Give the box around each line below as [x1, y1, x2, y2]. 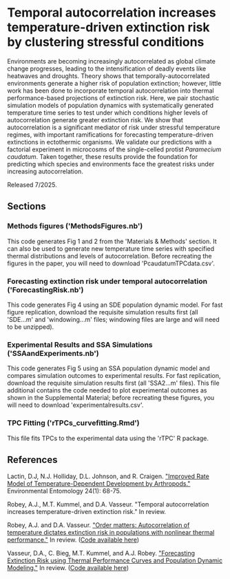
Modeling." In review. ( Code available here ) [7, 564, 129, 572]
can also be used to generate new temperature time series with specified [7, 244, 215, 253]
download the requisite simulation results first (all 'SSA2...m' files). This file [7, 379, 220, 388]
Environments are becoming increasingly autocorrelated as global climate [7, 57, 216, 65]
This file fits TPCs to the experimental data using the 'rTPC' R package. [7, 434, 209, 442]
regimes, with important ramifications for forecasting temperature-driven [7, 130, 213, 139]
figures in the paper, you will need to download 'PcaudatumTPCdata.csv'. [7, 259, 216, 267]
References [7, 454, 58, 466]
